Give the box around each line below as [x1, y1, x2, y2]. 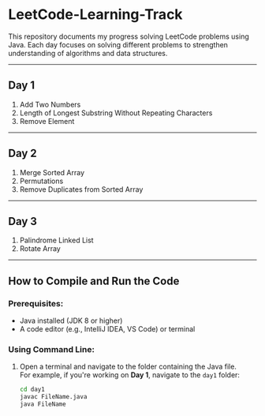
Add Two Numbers [19, 99, 81, 109]
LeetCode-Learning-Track [8, 6, 183, 24]
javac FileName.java [19, 393, 88, 401]
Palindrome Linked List [19, 235, 94, 245]
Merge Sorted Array [19, 167, 85, 177]
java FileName [19, 400, 66, 408]
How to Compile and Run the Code [8, 274, 180, 287]
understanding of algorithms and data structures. [8, 48, 168, 58]
